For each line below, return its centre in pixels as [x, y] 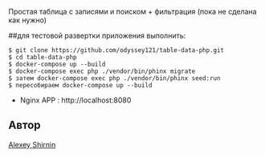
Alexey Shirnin [32, 144]
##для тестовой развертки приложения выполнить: [97, 36]
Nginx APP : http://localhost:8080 [75, 100]
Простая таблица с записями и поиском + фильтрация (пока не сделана [132, 12]
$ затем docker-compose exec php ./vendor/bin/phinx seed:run [114, 78]
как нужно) [27, 20]
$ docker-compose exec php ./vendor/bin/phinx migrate [102, 71]
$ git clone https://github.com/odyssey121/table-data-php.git [116, 50]
